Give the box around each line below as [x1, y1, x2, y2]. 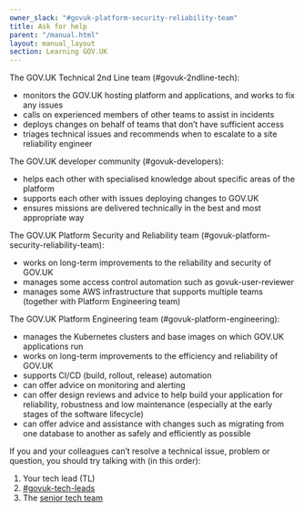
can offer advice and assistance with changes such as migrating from [22, 418, 285, 429]
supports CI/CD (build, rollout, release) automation [22, 370, 212, 381]
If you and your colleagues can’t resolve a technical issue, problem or [9, 445, 270, 456]
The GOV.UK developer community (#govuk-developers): [9, 156, 225, 167]
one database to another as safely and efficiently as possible [22, 428, 251, 439]
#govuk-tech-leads [22, 483, 96, 494]
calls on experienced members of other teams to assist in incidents [22, 109, 275, 120]
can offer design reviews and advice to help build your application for [22, 389, 284, 401]
